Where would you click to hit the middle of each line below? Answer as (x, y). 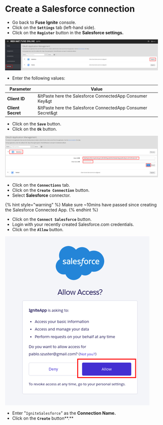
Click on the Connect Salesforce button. (52, 220)
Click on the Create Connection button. (51, 190)
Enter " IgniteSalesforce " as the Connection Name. (64, 413)
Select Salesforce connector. (41, 195)
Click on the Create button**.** (43, 418)
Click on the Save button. (37, 124)
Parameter (20, 89)
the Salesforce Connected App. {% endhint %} (52, 210)
